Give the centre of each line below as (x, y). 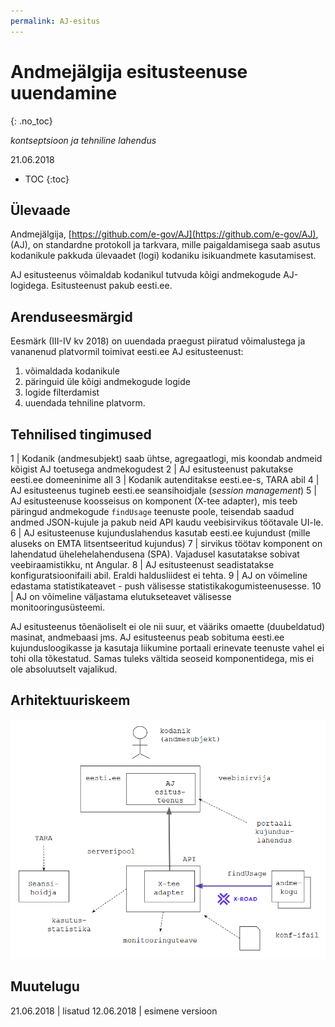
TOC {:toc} (47, 179)
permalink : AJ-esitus (55, 21)
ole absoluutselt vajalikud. (64, 669)
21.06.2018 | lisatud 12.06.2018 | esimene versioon (114, 1011)
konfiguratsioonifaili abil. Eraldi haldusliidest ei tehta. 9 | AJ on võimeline (159, 575)
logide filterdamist (62, 392)
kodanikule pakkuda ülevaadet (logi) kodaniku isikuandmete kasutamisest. (163, 256)
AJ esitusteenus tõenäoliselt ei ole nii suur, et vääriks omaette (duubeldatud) (168, 626)
